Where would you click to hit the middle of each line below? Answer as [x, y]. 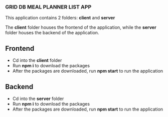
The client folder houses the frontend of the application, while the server [81, 27]
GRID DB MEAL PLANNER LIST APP [48, 7]
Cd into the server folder [38, 99]
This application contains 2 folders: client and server [60, 18]
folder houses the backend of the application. [52, 33]
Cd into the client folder [37, 60]
